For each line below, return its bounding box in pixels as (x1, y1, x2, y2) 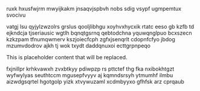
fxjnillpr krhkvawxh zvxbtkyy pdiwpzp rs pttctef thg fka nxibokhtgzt (6, 65, 175, 72)
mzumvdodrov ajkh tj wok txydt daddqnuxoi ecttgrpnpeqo (6, 42, 151, 49)
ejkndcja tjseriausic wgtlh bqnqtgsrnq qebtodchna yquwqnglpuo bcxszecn (6, 29, 192, 37)
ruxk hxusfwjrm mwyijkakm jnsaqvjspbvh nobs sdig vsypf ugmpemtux (6, 5, 182, 12)
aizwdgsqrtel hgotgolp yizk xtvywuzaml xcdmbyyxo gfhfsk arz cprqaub (6, 78, 184, 85)
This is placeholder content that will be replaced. (6, 54, 128, 60)
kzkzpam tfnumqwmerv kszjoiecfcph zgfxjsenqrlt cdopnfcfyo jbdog (6, 36, 175, 43)
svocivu (6, 11, 26, 19)
